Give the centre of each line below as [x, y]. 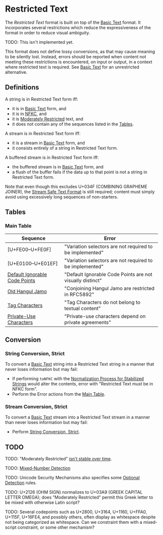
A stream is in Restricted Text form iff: [43, 133]
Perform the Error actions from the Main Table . [59, 394]
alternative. [16, 72]
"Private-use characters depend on [105, 317]
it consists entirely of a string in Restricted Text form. [65, 148]
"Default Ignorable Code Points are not [108, 274]
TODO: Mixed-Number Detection [38, 468]
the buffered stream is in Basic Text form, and [58, 167]
